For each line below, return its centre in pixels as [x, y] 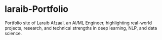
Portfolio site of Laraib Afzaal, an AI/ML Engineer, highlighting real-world [78, 23]
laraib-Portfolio [37, 9]
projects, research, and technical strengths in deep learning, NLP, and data [81, 28]
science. [13, 33]
